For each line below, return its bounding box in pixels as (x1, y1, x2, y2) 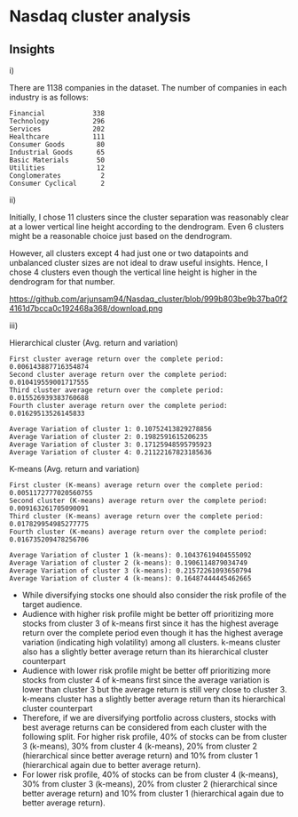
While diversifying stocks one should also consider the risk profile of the (21, 589, 286, 600)
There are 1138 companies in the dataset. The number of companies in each (9, 83, 287, 92)
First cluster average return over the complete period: (9, 355, 224, 364)
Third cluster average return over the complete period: (9, 386, 224, 395)
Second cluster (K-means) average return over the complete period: (9, 496, 268, 505)
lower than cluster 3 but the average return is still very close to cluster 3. (21, 685, 287, 694)
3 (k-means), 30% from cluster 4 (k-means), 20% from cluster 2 (21, 741, 258, 751)
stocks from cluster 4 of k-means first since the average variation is (21, 675, 271, 685)
